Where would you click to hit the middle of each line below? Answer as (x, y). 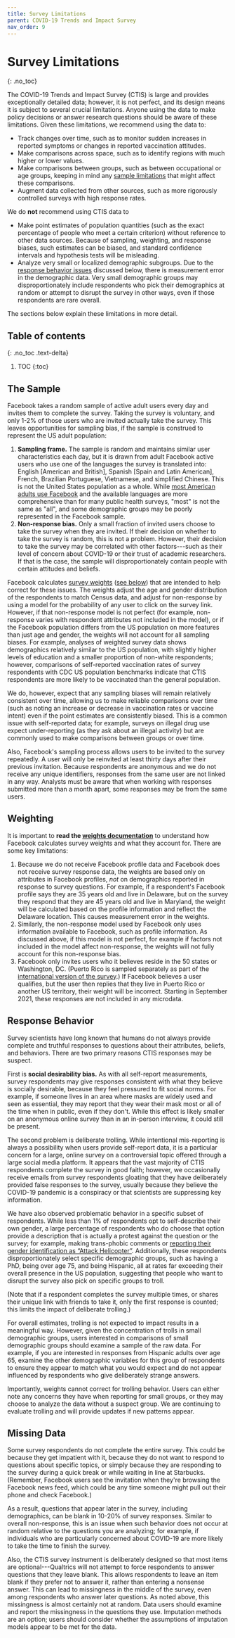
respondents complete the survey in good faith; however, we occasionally (114, 1169)
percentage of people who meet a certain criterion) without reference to (121, 233)
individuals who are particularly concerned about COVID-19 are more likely (115, 1539)
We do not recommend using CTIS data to (68, 212)
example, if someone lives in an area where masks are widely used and (110, 1096)
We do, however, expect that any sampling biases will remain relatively (109, 693)
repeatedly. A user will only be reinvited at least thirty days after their (107, 759)
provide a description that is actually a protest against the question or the (113, 1236)
